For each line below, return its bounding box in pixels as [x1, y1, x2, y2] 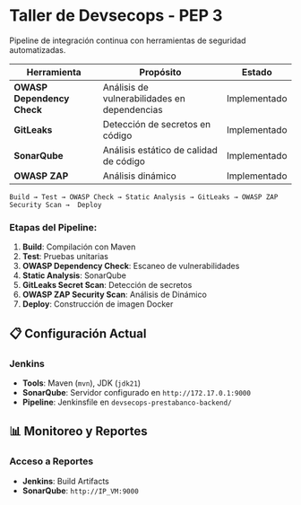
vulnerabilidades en [102, 91, 185, 104]
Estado [241, 65, 272, 78]
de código [102, 154, 146, 167]
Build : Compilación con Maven [21, 241, 136, 252]
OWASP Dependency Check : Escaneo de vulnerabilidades [21, 261, 240, 272]
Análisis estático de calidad [102, 144, 218, 156]
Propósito [139, 65, 182, 78]
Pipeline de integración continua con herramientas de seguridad [9, 35, 246, 46]
